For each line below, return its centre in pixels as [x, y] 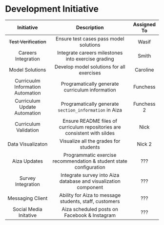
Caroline [144, 70]
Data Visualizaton [28, 144]
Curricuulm [27, 80]
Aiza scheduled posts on [90, 209]
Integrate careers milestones [90, 53]
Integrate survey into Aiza [90, 175]
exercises [90, 73]
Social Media [28, 209]
